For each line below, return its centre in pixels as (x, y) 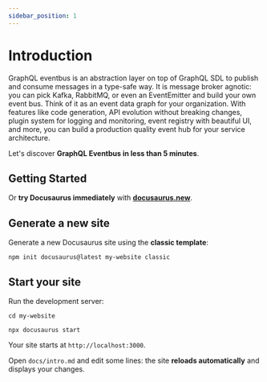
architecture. (29, 138)
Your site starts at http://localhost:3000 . (77, 345)
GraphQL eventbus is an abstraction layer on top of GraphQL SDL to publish (133, 78)
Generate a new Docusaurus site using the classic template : (108, 243)
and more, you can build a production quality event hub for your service (127, 129)
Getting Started (48, 178)
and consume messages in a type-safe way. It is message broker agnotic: (130, 86)
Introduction (51, 55)
